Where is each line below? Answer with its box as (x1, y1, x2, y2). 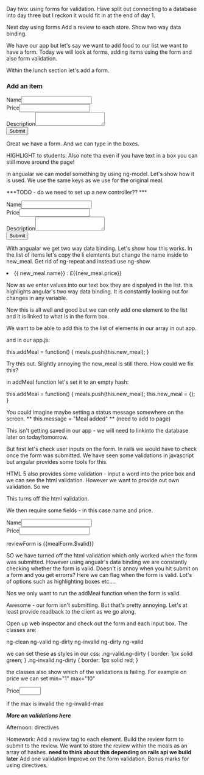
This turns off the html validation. (6, 495, 90, 502)
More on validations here (6, 712, 71, 719)
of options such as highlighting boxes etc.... (6, 578, 116, 586)
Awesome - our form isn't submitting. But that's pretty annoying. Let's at (6, 601, 188, 609)
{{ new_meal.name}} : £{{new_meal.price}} (14, 270, 122, 277)
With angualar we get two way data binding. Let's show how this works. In (6, 244, 192, 252)
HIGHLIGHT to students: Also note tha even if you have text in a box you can (6, 152, 198, 160)
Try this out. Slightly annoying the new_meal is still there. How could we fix (6, 360, 194, 367)
